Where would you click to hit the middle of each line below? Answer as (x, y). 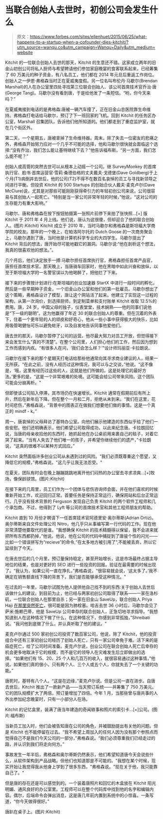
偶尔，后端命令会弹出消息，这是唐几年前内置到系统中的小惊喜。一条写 (83, 795)
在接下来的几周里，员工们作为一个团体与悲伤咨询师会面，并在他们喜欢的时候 (81, 489)
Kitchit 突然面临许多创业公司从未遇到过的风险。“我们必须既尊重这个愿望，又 (81, 456)
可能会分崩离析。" (23, 382)
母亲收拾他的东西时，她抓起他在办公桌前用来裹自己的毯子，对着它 (92, 433)
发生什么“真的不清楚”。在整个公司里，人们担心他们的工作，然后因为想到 (85, 342)
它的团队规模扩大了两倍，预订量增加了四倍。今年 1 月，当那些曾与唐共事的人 (81, 693)
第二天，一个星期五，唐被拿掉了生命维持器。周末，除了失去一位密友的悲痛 (79, 138)
